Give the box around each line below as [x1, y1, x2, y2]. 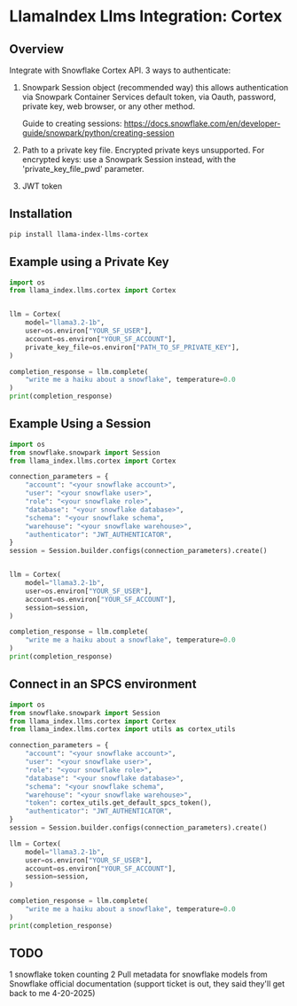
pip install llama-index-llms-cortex [9, 230, 149, 238]
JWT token [21, 181, 63, 191]
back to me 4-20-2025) [9, 988, 96, 999]
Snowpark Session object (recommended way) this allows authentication [21, 82, 289, 92]
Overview [9, 42, 65, 57]
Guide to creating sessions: [21, 118, 122, 129]
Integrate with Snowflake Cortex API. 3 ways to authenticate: [9, 65, 231, 75]
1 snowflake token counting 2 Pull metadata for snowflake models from [9, 969, 268, 980]
